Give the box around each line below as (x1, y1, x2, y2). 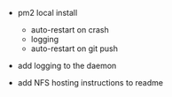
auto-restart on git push (30, 43, 118, 54)
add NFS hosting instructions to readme (17, 78, 164, 87)
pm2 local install (17, 8, 78, 18)
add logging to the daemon (17, 61, 117, 71)
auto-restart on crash (30, 25, 109, 34)
